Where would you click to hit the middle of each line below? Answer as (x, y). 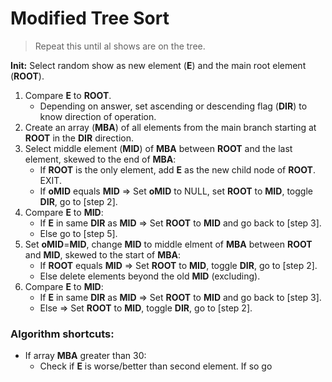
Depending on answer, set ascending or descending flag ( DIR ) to (173, 106)
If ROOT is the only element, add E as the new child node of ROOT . (177, 169)
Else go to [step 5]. (78, 233)
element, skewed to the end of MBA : (100, 159)
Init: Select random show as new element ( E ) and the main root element (158, 65)
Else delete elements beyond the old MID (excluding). (150, 276)
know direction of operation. (98, 116)
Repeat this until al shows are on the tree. (120, 46)
